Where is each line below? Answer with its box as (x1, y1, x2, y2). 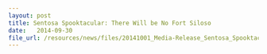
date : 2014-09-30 (8, 26, 73, 34)
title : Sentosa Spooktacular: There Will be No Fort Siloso (8, 19, 212, 27)
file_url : (8, 33, 41, 42)
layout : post (8, 11, 52, 20)
